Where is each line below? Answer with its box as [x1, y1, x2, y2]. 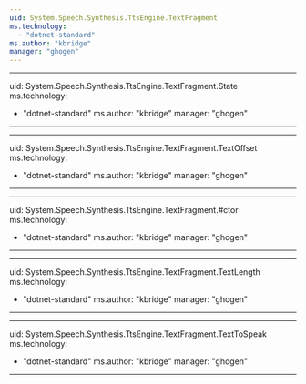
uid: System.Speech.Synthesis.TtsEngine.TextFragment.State [9, 81, 239, 92]
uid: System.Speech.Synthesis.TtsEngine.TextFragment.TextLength [9, 267, 261, 278]
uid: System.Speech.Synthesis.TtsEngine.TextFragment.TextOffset [9, 143, 258, 154]
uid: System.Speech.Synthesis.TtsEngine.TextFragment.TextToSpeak [9, 328, 267, 339]
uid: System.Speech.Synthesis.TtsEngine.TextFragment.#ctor [9, 205, 239, 216]
